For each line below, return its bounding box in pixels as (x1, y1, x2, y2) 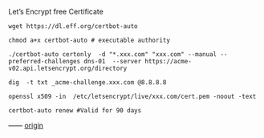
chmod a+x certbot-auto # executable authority (8, 36, 171, 44)
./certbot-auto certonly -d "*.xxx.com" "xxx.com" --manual (8, 51, 217, 59)
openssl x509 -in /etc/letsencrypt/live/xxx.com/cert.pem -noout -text (8, 92, 257, 100)
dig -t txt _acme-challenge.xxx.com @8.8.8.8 (8, 79, 167, 87)
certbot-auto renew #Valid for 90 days (8, 107, 142, 115)
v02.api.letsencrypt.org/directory (8, 64, 128, 72)
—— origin (8, 120, 44, 130)
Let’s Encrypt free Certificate (8, 7, 104, 16)
